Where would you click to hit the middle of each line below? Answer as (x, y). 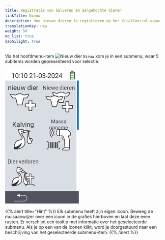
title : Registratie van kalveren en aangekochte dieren (63, 10)
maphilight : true (23, 42)
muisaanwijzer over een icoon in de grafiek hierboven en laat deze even (78, 216)
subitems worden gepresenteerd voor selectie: (52, 61)
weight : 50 (16, 31)
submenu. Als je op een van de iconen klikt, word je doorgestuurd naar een (81, 227)
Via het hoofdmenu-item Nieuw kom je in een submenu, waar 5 (82, 56)
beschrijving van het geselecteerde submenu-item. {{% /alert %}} (72, 232)
